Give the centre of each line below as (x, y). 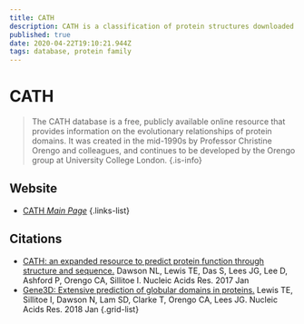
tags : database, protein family (70, 52)
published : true (40, 34)
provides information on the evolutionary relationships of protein (152, 132)
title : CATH (32, 18)
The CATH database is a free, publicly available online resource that (158, 122)
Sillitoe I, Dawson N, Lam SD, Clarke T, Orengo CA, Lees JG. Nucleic (150, 299)
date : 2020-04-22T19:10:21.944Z (70, 43)
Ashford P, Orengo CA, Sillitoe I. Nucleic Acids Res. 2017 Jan (136, 280)
